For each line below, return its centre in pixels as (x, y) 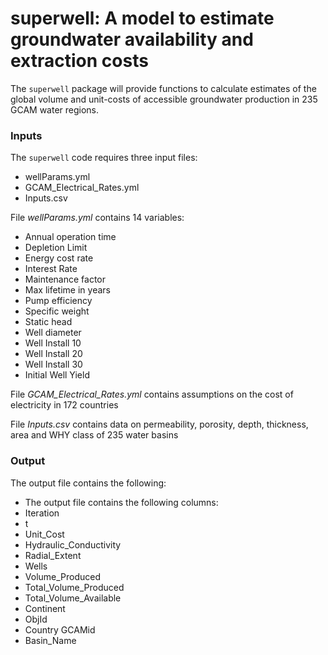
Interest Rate (51, 269)
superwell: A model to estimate (142, 18)
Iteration (42, 513)
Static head (48, 322)
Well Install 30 (53, 364)
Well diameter (53, 333)
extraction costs (79, 61)
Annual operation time (70, 237)
